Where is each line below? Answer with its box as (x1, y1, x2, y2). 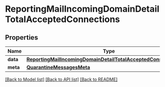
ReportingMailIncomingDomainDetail (5, 3, 160, 15)
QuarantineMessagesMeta (26, 64, 90, 70)
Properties (5, 33, 38, 42)
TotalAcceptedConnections (5, 14, 120, 25)
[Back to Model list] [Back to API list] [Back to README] (5, 77, 118, 82)
